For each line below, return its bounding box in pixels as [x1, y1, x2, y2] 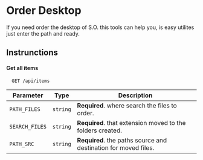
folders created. [77, 126, 123, 135]
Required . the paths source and [77, 136, 167, 144]
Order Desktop [6, 4, 82, 18]
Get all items [6, 64, 39, 71]
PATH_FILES [9, 106, 40, 112]
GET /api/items [11, 78, 50, 84]
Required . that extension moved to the [77, 118, 186, 127]
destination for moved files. [77, 143, 155, 152]
